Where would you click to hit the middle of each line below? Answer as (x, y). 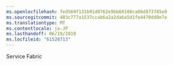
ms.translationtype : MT (36, 23)
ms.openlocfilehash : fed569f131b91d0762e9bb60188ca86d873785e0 (87, 12)
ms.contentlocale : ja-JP (37, 28)
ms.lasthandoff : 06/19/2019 (41, 34)
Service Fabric (24, 56)
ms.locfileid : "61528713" (38, 39)
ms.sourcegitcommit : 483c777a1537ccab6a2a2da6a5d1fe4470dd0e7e (87, 17)
